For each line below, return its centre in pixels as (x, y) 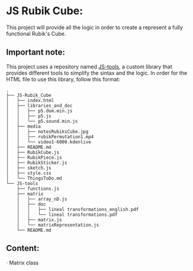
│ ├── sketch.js (29, 168)
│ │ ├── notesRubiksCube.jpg (47, 132)
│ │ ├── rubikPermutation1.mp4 (50, 137)
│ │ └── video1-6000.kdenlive (49, 142)
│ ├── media (24, 126)
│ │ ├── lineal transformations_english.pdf (78, 209)
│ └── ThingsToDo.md (34, 178)
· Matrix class (22, 263)
